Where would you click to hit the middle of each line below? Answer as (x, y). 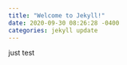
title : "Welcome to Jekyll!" (57, 15)
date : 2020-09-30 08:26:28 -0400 (64, 23)
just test (22, 53)
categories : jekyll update (53, 30)
